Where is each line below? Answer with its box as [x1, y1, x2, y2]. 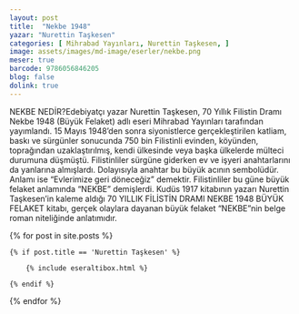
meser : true [9, 56, 55, 65]
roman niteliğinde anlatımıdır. [9, 212, 118, 223]
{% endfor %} [9, 295, 62, 306]
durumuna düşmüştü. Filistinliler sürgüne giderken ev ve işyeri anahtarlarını [9, 154, 291, 165]
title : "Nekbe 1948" [9, 22, 92, 31]
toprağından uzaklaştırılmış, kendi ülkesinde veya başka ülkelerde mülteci [9, 145, 284, 156]
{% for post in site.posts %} [9, 229, 114, 241]
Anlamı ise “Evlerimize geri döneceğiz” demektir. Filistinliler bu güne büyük [9, 174, 290, 185]
